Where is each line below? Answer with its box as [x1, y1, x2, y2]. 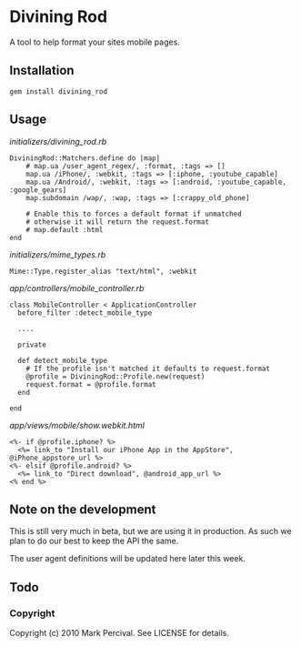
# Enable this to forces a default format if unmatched [25, 209, 243, 218]
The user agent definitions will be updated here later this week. [9, 553, 246, 564]
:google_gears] [9, 185, 67, 195]
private [17, 339, 47, 349]
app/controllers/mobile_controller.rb [9, 282, 145, 293]
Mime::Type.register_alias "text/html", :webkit [9, 267, 197, 276]
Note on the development [9, 501, 156, 517]
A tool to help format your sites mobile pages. [9, 36, 180, 47]
